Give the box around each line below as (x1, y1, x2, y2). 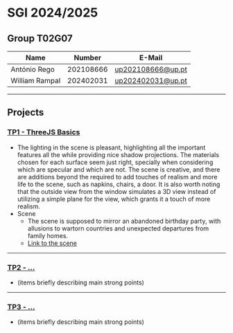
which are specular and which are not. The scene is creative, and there (17, 165, 221, 174)
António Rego (10, 64, 55, 74)
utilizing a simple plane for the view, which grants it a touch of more (17, 195, 211, 203)
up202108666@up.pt (114, 64, 187, 74)
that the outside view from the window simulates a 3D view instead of (17, 187, 216, 195)
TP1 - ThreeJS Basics (7, 127, 80, 137)
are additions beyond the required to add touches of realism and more (17, 172, 218, 181)
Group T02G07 (7, 33, 73, 44)
